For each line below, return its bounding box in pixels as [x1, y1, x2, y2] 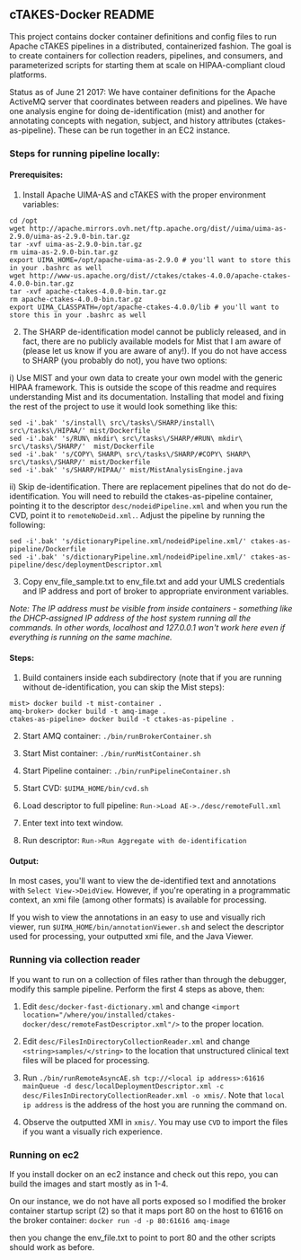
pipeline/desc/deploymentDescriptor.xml [9, 560, 164, 569]
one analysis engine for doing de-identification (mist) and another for [9, 105, 265, 116]
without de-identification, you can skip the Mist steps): [22, 682, 225, 692]
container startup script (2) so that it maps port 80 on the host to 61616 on [9, 1205, 284, 1216]
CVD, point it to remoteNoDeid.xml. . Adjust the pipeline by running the [9, 509, 265, 520]
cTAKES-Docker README [9, 7, 155, 22]
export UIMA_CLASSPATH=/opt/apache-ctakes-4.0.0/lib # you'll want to [9, 303, 279, 312]
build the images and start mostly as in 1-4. [9, 1178, 169, 1189]
